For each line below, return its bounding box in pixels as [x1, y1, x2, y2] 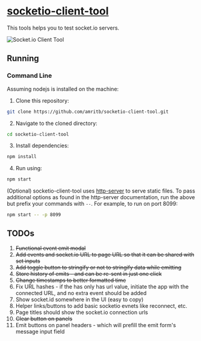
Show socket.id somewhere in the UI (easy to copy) [15, 296, 144, 303]
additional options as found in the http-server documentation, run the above [7, 194, 195, 201]
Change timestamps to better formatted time [15, 276, 126, 284]
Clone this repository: [15, 97, 69, 104]
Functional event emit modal [15, 244, 86, 252]
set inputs [15, 257, 41, 264]
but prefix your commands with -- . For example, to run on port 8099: [7, 200, 178, 208]
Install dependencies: [15, 142, 69, 149]
